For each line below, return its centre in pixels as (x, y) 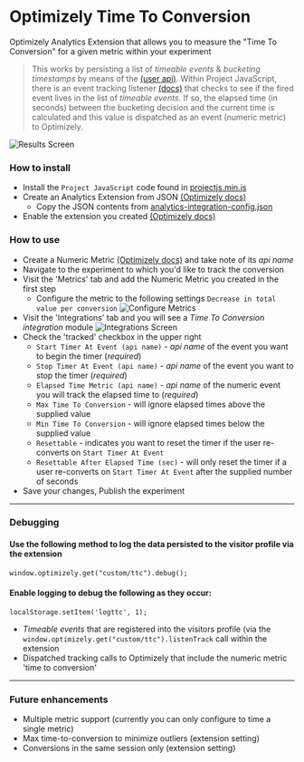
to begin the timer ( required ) (89, 356)
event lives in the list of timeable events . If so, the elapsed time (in (155, 98)
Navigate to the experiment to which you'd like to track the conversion (153, 269)
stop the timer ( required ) (82, 375)
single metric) (48, 729)
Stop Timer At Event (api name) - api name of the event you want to (165, 365)
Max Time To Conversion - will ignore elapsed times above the (150, 404)
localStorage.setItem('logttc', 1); (78, 612)
